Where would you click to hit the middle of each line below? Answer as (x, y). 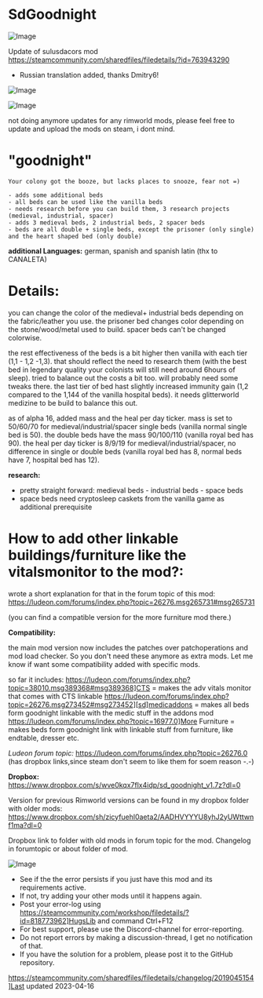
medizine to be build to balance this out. (73, 402)
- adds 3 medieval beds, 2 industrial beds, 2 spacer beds (107, 222)
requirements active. (53, 887)
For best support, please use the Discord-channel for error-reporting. (131, 929)
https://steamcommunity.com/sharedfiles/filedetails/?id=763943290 (119, 60)
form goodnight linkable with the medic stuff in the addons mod (111, 712)
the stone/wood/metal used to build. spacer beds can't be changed (117, 329)
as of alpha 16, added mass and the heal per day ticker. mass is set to (121, 418)
